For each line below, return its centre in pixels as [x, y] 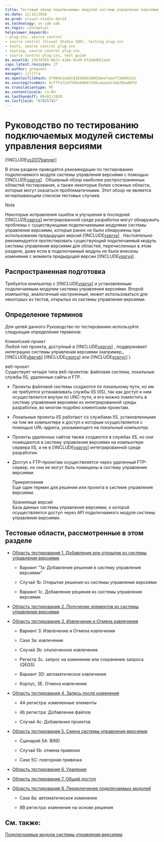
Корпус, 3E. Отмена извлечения [53, 683]
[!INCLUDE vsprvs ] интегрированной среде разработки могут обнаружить [82, 220]
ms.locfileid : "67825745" [31, 101]
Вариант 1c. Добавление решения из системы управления [81, 592]
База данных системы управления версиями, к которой [71, 507]
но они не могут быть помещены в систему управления [89, 467]
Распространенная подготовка [55, 272]
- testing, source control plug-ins [42, 51]
